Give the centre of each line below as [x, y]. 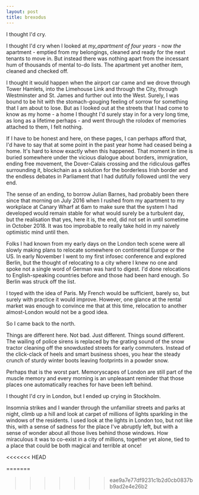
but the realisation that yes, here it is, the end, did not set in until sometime [97, 219]
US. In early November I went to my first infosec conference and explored [96, 256]
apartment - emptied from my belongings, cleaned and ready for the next [96, 52]
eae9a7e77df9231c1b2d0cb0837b [151, 480]
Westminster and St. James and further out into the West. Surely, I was [93, 95]
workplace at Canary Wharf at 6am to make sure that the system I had [92, 206]
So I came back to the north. [41, 323]
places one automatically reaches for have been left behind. [79, 384]
